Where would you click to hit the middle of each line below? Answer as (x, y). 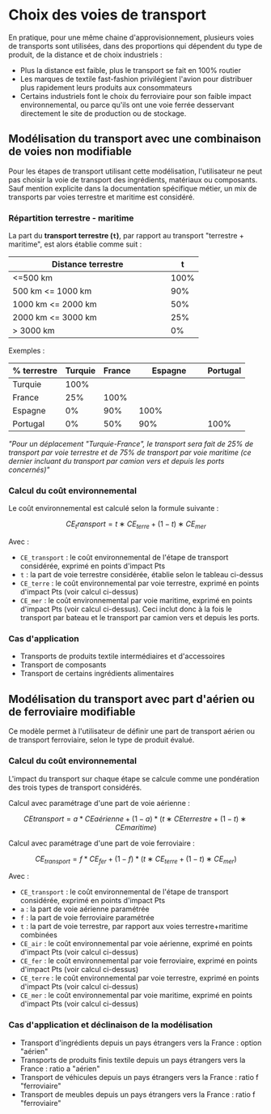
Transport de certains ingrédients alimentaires (97, 674)
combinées (39, 935)
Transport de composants (63, 665)
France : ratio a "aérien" (60, 1069)
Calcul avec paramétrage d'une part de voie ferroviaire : (102, 843)
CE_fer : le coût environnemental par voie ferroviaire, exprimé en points (139, 961)
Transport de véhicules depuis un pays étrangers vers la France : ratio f (139, 1077)
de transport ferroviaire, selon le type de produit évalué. (102, 740)
